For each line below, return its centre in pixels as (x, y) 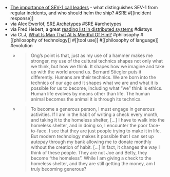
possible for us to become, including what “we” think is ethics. (97, 88)
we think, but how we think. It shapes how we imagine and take (98, 66)
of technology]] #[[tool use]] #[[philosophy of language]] (99, 40)
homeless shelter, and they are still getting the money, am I (93, 163)
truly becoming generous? (58, 169)
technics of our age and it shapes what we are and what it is (94, 83)
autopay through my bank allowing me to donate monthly (91, 142)
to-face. (39, 131)
